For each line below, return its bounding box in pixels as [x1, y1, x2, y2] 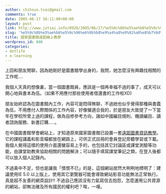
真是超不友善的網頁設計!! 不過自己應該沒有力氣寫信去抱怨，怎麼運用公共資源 [5, 178, 161, 184]
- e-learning [5, 53, 32, 58]
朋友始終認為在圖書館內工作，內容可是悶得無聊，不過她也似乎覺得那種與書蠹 [5, 101, 161, 107]
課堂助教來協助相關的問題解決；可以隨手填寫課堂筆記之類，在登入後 [18, 148, 157, 154]
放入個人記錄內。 [13, 154, 48, 161]
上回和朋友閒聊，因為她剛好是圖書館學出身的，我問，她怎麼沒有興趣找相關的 [5, 67, 161, 73]
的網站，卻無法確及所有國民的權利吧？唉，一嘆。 [5, 184, 105, 190]
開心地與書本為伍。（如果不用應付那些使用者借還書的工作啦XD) [5, 90, 132, 97]
